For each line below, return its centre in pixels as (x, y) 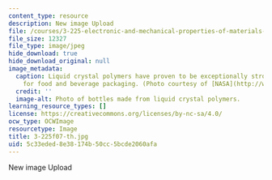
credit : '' (34, 91)
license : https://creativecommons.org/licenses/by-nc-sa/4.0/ (115, 114)
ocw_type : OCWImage (41, 122)
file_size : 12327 (38, 39)
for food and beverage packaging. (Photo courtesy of (115, 84)
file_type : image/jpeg (47, 46)
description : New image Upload (61, 24)
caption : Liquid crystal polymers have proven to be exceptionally (132, 76)
